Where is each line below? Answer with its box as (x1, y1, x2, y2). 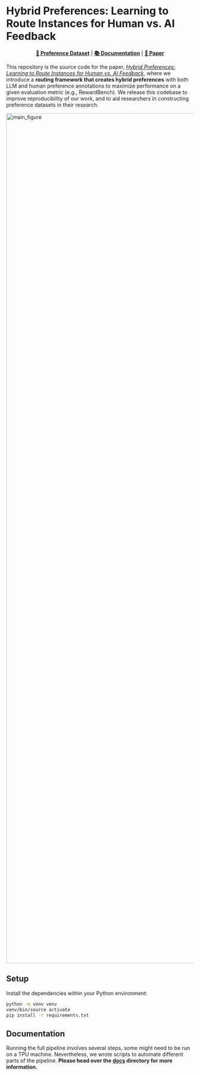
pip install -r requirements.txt (6, 1012, 89, 1018)
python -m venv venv (6, 1001, 58, 1007)
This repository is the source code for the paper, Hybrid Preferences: (6, 63, 176, 70)
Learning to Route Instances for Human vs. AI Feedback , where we (6, 70, 171, 77)
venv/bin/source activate (6, 1007, 70, 1012)
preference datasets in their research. (6, 101, 99, 108)
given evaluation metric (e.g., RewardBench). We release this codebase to (6, 88, 187, 96)
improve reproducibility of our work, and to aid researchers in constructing (6, 95, 189, 102)
